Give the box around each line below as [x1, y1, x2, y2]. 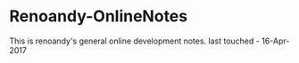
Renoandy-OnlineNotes [9, 6, 188, 27]
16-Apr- [262, 35, 290, 46]
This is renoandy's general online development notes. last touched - [9, 35, 261, 46]
